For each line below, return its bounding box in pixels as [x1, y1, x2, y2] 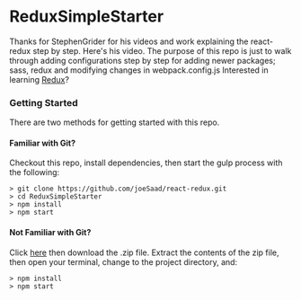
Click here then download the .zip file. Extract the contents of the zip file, [9, 247, 279, 258]
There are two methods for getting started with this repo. [9, 117, 220, 128]
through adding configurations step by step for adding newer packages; [9, 55, 276, 66]
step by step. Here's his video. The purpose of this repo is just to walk [32, 45, 292, 56]
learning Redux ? [9, 74, 70, 84]
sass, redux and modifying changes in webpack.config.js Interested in [9, 65, 270, 75]
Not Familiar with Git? [9, 227, 92, 238]
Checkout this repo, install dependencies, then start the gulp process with [9, 157, 283, 168]
